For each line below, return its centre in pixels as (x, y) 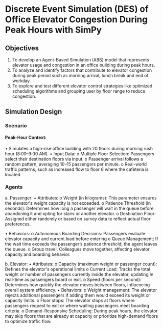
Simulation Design (34, 112)
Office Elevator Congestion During (76, 19)
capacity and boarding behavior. (38, 254)
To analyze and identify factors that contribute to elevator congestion (82, 70)
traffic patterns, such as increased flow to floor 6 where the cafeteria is (77, 169)
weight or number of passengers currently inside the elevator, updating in (79, 274)
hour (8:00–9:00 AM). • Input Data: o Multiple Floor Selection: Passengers (80, 154)
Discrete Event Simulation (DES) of (77, 9)
